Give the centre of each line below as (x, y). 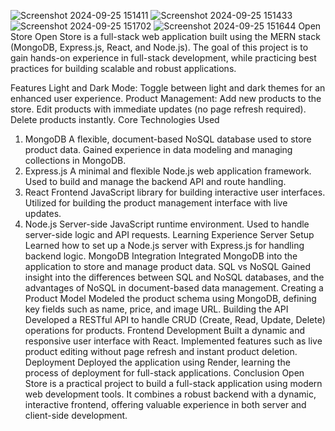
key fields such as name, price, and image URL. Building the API (156, 309)
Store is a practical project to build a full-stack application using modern (173, 383)
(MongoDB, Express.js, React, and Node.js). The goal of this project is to (159, 47)
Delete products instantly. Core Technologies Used (115, 119)
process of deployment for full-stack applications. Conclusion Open (164, 373)
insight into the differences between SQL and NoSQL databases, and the (174, 277)
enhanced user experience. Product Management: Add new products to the (166, 98)
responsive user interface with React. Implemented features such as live (173, 341)
